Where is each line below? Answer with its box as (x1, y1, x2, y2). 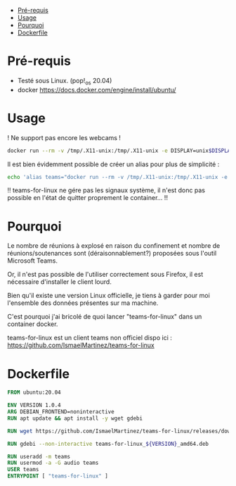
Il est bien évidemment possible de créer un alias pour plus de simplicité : (7, 160, 220, 168)
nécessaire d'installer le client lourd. (7, 278, 112, 286)
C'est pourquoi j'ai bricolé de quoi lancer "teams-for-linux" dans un (7, 313, 202, 321)
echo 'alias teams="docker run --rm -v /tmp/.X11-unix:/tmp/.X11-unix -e (7, 173, 228, 180)
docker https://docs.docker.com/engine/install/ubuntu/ (17, 85, 177, 94)
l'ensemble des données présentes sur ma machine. (7, 299, 159, 307)
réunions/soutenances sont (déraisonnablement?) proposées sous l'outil (7, 249, 217, 258)
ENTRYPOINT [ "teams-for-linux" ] (7, 473, 109, 480)
